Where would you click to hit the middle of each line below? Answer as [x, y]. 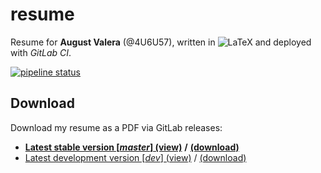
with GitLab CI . [41, 52]
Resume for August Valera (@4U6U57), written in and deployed [161, 42]
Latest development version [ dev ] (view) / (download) [135, 157]
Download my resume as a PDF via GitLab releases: [116, 127]
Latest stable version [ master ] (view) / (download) [132, 147]
